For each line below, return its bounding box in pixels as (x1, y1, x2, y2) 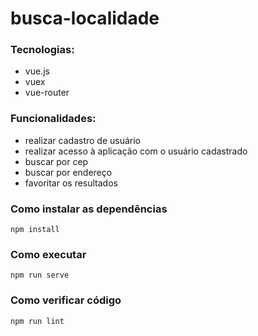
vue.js (24, 65, 50, 77)
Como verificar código (10, 293, 122, 307)
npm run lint (10, 316, 65, 326)
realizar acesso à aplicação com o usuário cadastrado (24, 145, 248, 157)
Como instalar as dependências (10, 202, 168, 216)
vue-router (24, 87, 70, 99)
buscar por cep (24, 155, 89, 167)
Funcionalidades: (10, 112, 97, 126)
